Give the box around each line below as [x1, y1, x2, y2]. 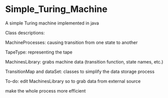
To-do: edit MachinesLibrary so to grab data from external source [5, 78, 141, 84]
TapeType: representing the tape [5, 49, 73, 55]
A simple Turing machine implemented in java [5, 20, 99, 26]
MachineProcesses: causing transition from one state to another [5, 39, 138, 45]
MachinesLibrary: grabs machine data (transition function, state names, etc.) [5, 58, 163, 64]
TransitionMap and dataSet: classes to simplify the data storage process [5, 68, 154, 74]
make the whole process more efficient [5, 87, 86, 93]
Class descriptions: [5, 29, 45, 35]
